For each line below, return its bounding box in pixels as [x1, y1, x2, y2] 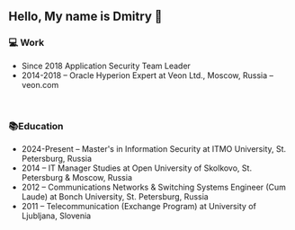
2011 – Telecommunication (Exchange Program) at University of [21, 200, 257, 211]
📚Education [8, 119, 64, 132]
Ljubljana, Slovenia [21, 210, 92, 221]
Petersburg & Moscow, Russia [21, 172, 132, 182]
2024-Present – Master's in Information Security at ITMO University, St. [21, 143, 287, 154]
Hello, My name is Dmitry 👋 [8, 9, 163, 24]
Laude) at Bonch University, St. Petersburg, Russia [21, 190, 209, 202]
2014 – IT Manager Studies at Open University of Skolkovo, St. [21, 163, 253, 173]
